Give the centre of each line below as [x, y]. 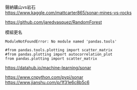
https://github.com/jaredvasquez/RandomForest [54, 22]
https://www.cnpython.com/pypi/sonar [44, 77]
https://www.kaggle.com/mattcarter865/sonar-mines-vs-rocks [68, 13]
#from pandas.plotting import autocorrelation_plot [59, 54]
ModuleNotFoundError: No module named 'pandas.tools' [61, 42]
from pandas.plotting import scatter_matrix [51, 59]
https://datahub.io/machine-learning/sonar [48, 68]
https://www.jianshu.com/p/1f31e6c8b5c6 [47, 82]
